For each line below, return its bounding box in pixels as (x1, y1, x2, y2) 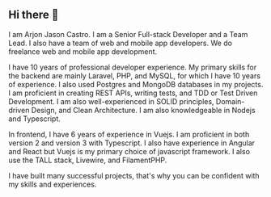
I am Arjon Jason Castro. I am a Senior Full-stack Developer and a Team (8, 29, 248, 39)
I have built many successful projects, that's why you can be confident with (8, 170, 260, 180)
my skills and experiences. (8, 179, 97, 189)
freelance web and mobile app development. (8, 46, 158, 57)
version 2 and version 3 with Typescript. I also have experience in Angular (8, 138, 256, 148)
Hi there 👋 (8, 8, 59, 22)
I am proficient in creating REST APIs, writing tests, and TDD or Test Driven (8, 88, 258, 98)
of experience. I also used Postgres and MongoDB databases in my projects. (8, 79, 264, 89)
